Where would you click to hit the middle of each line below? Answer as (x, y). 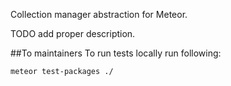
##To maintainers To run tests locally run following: (116, 53)
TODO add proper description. (73, 33)
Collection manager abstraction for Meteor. (99, 14)
